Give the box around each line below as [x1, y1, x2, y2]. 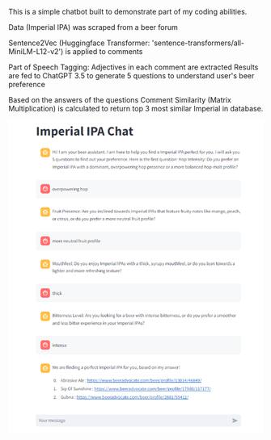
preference [8, 80, 46, 89]
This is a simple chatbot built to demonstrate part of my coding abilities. [8, 7, 248, 16]
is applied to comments [65, 47, 143, 56]
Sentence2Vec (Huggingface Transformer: [8, 38, 150, 48]
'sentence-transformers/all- [151, 38, 245, 48]
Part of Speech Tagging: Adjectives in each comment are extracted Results [8, 62, 259, 72]
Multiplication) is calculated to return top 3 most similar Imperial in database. [8, 104, 264, 113]
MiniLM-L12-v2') [8, 47, 64, 56]
